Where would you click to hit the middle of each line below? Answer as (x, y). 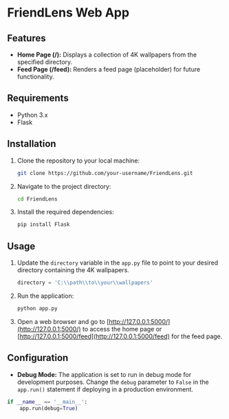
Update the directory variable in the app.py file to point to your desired (118, 263)
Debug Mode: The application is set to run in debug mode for (104, 374)
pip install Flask (43, 225)
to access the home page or (122, 329)
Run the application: (45, 296)
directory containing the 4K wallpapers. (73, 270)
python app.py (37, 308)
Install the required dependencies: (66, 212)
